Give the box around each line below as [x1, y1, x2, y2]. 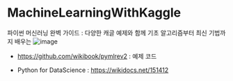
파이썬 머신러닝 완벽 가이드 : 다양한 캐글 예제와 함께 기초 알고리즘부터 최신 [7, 28, 207, 37]
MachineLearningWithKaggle [7, 5, 182, 21]
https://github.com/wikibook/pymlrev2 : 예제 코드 [17, 52, 157, 60]
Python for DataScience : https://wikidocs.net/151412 [17, 66, 169, 74]
